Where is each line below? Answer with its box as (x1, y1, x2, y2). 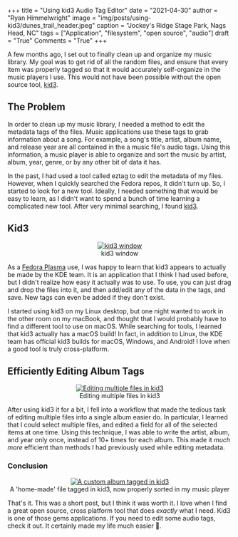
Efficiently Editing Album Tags (7, 365, 145, 377)
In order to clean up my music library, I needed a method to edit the (7, 120, 205, 128)
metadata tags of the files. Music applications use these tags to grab (7, 127, 209, 136)
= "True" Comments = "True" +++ (7, 36, 108, 45)
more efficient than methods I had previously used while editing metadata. (7, 443, 226, 452)
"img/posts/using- (97, 14, 152, 22)
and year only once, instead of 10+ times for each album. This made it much (7, 436, 231, 444)
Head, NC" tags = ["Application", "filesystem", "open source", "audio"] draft (7, 28, 229, 37)
